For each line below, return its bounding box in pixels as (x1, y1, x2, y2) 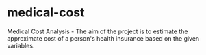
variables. (7, 41, 35, 50)
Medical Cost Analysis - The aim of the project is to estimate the (7, 27, 188, 35)
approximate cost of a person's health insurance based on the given (7, 34, 200, 42)
